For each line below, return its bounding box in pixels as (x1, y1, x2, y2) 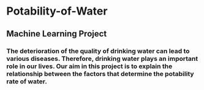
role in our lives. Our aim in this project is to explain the (6, 62, 173, 71)
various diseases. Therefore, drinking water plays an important (6, 54, 198, 63)
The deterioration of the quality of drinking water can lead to (6, 47, 190, 55)
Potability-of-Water (6, 4, 108, 18)
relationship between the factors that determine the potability (6, 69, 194, 78)
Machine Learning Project (6, 29, 107, 39)
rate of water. (6, 77, 47, 86)
